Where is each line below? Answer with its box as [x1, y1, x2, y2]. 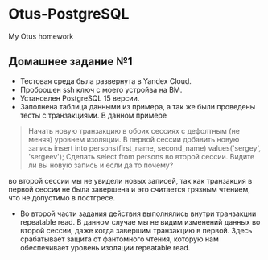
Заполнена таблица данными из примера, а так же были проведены [19, 101, 256, 111]
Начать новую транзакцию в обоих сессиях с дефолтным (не [27, 126, 240, 135]
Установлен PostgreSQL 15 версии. [19, 93, 140, 103]
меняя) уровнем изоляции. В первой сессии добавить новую [27, 134, 240, 144]
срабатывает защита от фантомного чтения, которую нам [19, 234, 219, 244]
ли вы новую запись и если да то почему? [27, 160, 174, 170]
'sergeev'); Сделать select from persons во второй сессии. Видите [27, 151, 255, 161]
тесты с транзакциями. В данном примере [19, 110, 167, 120]
